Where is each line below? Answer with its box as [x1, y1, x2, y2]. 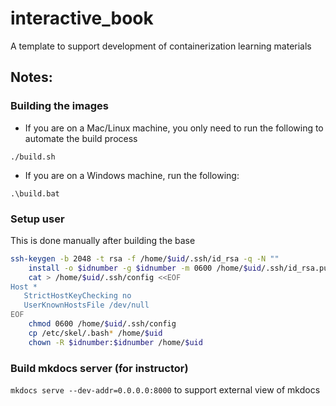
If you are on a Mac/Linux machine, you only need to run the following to [24, 122, 324, 134]
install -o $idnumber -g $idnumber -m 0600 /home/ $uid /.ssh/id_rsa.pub [28, 263, 333, 273]
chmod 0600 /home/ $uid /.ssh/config [28, 319, 177, 329]
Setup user [10, 212, 65, 226]
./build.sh [10, 152, 56, 162]
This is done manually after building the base [10, 234, 196, 246]
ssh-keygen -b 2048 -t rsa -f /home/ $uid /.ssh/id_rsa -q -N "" [10, 253, 280, 264]
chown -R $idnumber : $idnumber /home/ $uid [28, 337, 203, 347]
